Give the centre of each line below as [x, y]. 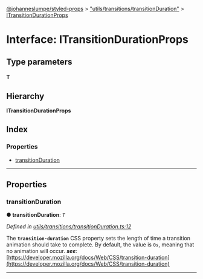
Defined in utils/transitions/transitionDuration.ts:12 [69, 226]
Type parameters [39, 62]
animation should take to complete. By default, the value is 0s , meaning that [100, 245]
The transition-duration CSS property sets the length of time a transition [98, 239]
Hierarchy [25, 96]
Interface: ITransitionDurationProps [98, 40]
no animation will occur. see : [42, 251]
